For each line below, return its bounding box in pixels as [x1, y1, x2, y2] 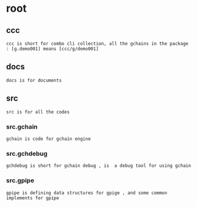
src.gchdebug [6, 149, 48, 158]
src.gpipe [6, 176, 34, 185]
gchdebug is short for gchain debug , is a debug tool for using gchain [6, 163, 192, 169]
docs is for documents [6, 77, 62, 84]
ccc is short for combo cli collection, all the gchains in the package [6, 41, 189, 46]
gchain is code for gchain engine [6, 136, 91, 142]
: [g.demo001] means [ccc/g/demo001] [6, 46, 99, 52]
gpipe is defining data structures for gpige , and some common [6, 190, 168, 196]
